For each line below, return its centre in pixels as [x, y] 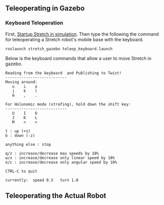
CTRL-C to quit [21, 171]
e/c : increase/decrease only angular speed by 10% [61, 162]
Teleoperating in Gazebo [45, 8]
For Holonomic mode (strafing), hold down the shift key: [68, 104]
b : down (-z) [20, 135]
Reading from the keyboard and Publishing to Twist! [64, 73]
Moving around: [21, 82]
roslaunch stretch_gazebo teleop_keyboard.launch [59, 49]
